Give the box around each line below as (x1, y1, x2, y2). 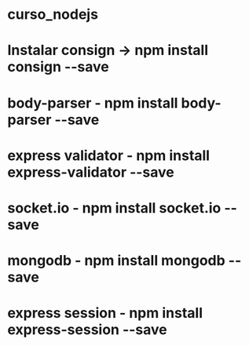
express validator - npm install (7, 147, 210, 164)
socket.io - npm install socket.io (7, 198, 222, 217)
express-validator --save (7, 163, 174, 181)
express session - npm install (7, 304, 203, 322)
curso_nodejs (7, 5, 99, 24)
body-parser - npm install (7, 94, 178, 111)
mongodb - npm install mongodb (7, 252, 225, 270)
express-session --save (7, 321, 168, 339)
